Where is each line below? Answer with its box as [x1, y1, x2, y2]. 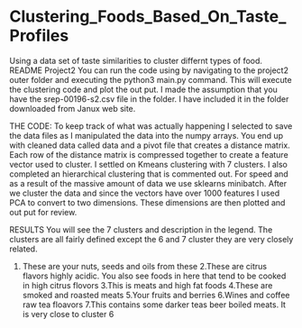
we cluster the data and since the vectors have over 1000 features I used [9, 187, 280, 198]
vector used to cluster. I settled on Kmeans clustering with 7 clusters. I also [9, 159, 288, 169]
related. [9, 243, 38, 254]
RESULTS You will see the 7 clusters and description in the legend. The [9, 223, 273, 235]
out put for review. [9, 206, 78, 217]
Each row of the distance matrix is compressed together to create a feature [9, 149, 288, 159]
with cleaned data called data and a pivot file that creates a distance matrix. [9, 140, 290, 150]
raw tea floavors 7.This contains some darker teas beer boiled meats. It [22, 299, 287, 310]
